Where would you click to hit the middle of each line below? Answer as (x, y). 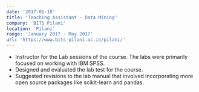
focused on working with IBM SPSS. (60, 63)
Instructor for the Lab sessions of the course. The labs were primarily (101, 57)
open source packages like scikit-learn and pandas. (79, 82)
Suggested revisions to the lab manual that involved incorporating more (104, 76)
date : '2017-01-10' (31, 12)
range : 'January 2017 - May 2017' (50, 34)
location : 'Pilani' (31, 29)
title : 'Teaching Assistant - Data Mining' (62, 17)
